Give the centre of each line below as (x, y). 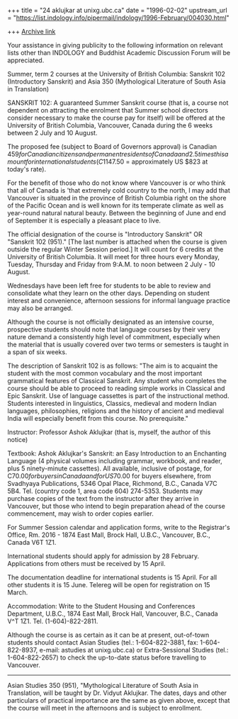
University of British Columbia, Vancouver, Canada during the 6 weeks (110, 125)
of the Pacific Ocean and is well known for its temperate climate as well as (116, 205)
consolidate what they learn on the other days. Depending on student (109, 293)
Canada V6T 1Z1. (32, 542)
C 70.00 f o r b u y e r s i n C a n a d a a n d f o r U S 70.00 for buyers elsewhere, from (109, 476)
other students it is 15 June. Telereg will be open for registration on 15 (109, 585)
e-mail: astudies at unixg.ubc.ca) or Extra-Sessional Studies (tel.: (134, 650)
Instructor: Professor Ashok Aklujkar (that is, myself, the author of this (109, 432)
